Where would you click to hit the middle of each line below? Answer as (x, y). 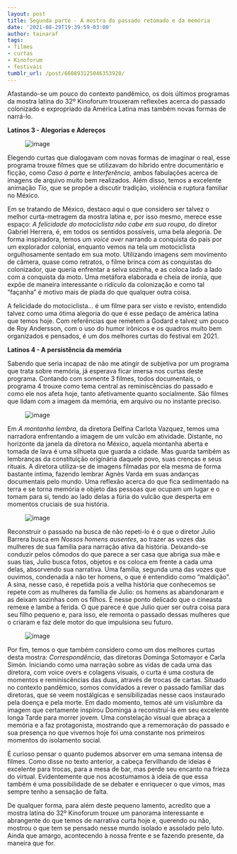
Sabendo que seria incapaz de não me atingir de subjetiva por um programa (118, 363)
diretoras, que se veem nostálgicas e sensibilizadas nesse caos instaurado (116, 695)
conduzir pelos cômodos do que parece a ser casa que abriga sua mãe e (114, 554)
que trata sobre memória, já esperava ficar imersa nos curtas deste (105, 371)
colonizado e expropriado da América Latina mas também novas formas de (117, 109)
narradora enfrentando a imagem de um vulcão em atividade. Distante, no (115, 436)
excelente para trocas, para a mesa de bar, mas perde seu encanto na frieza (118, 769)
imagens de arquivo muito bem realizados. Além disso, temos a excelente (114, 180)
